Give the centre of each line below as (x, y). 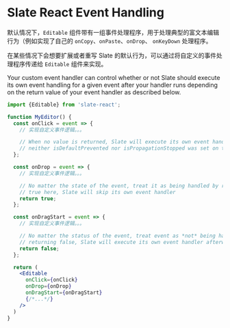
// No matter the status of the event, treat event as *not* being (117, 236)
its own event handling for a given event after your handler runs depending (112, 85)
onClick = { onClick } (51, 280)
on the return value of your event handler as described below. (94, 92)
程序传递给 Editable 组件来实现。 (60, 64)
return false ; (39, 248)
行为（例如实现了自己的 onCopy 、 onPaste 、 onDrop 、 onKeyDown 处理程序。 (110, 41)
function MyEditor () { (39, 117)
